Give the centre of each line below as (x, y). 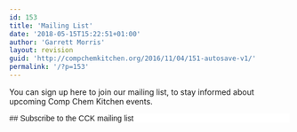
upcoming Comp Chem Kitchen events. (81, 101)
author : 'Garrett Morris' (57, 42)
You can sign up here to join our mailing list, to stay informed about (132, 92)
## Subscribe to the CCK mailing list (72, 118)
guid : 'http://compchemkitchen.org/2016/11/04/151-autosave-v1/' (132, 58)
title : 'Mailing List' (51, 26)
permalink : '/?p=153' (49, 67)
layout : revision (41, 50)
